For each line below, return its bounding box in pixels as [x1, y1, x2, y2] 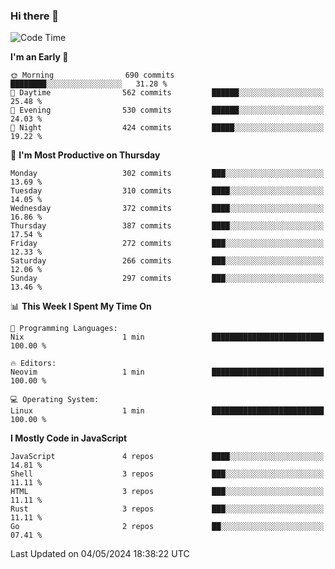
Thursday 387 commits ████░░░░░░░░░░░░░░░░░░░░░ [10, 221, 325, 231]
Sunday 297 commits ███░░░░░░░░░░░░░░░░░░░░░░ [10, 274, 325, 284]
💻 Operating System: [10, 395, 100, 405]
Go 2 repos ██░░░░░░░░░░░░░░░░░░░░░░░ [10, 522, 325, 532]
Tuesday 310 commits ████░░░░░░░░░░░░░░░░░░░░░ [10, 186, 325, 196]
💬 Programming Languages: [10, 324, 118, 334]
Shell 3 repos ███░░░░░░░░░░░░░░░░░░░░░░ [10, 469, 325, 479]
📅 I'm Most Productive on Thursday [10, 149, 161, 161]
